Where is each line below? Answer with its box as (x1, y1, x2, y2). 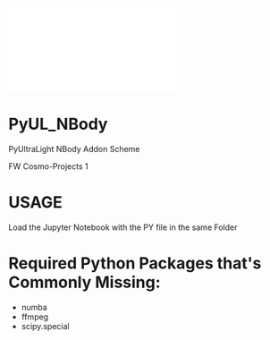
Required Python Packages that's (8, 253, 262, 274)
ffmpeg (21, 311, 49, 322)
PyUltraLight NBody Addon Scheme (8, 143, 140, 154)
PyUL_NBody (8, 115, 108, 134)
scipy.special (21, 320, 70, 331)
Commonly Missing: (8, 272, 162, 293)
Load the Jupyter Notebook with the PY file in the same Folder (8, 222, 238, 233)
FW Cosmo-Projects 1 (8, 160, 89, 172)
